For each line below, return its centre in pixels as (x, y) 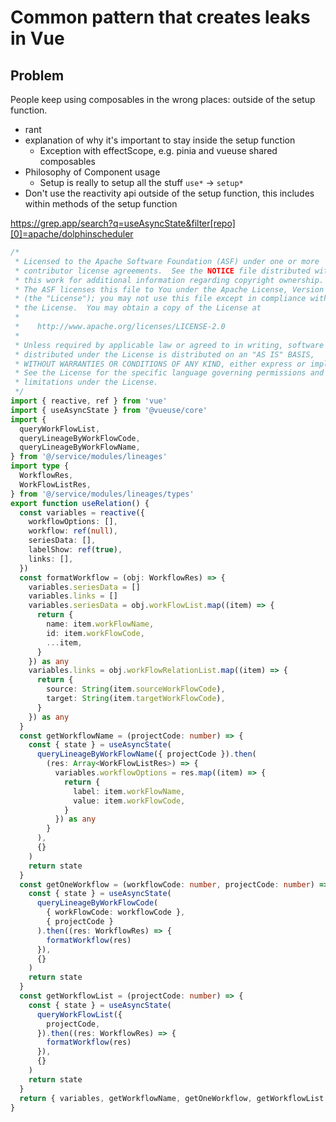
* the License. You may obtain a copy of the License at (138, 308)
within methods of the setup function (101, 204)
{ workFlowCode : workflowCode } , (116, 912)
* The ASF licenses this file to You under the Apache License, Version (169, 289)
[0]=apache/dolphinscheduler (72, 234)
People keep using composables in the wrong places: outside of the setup (163, 99)
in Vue (37, 38)
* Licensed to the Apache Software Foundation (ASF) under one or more (167, 261)
